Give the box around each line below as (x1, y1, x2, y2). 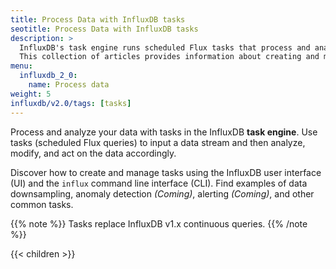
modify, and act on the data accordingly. (10, 147, 177, 159)
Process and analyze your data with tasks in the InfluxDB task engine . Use (10, 126, 318, 138)
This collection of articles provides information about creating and (19, 52, 320, 62)
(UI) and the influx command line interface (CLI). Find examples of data (10, 177, 308, 189)
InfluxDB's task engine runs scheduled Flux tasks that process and (19, 42, 311, 53)
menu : (10, 61, 33, 71)
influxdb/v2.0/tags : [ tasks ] (10, 98, 132, 108)
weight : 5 (10, 89, 52, 99)
